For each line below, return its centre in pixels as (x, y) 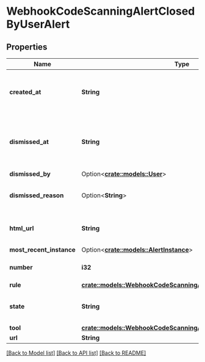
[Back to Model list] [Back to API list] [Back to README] (76, 353)
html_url (22, 228)
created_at (25, 92)
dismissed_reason (37, 195)
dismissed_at (29, 142)
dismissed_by (30, 174)
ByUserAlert (38, 24)
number (21, 267)
